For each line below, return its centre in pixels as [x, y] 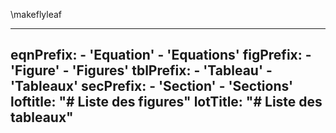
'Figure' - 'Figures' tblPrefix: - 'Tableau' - [141, 70]
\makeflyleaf [36, 14]
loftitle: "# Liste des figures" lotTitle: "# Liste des [166, 102]
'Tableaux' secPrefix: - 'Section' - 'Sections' [152, 86]
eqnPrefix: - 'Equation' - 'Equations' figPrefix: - [161, 55]
